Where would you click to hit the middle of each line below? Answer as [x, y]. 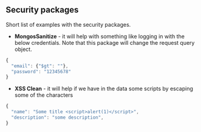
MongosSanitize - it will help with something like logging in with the [99, 36]
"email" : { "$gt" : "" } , [40, 66]
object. [23, 49]
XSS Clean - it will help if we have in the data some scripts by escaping [104, 89]
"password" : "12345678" [41, 71]
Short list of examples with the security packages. [68, 24]
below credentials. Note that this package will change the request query [104, 42]
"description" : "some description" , [57, 117]
